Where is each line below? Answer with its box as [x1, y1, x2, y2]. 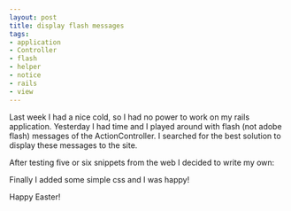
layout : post [9, 12, 57, 22]
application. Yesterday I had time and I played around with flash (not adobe [9, 121, 282, 131]
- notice [9, 71, 42, 80]
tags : [9, 29, 29, 38]
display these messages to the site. [9, 139, 138, 151]
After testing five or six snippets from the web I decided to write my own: [9, 157, 275, 168]
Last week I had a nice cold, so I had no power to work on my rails [9, 112, 250, 122]
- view [9, 87, 34, 96]
